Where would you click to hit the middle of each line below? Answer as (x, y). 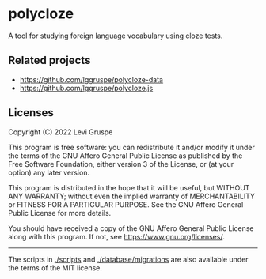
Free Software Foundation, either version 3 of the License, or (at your (121, 164)
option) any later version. (49, 172)
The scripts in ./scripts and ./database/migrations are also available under (128, 259)
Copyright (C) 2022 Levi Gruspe (61, 132)
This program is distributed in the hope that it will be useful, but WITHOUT (129, 187)
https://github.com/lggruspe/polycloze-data (91, 79)
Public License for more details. (60, 213)
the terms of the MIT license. (55, 268)
